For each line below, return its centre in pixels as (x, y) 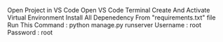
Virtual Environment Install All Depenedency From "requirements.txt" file (111, 17)
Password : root (30, 32)
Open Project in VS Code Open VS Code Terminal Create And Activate (109, 10)
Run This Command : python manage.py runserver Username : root (104, 25)
